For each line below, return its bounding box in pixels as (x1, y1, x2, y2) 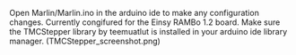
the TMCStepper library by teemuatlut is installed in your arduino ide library (9, 27, 288, 36)
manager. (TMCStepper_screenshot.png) (9, 35, 161, 46)
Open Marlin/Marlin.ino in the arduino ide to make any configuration (9, 8, 260, 18)
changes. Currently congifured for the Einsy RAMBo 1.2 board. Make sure (9, 17, 281, 27)
